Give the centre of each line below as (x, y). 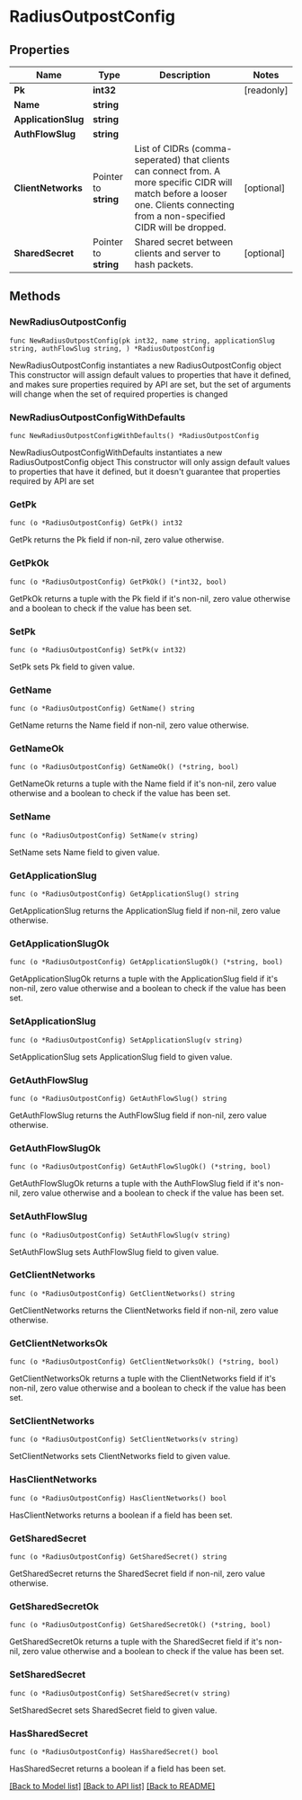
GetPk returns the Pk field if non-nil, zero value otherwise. (117, 540)
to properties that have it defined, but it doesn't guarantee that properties (145, 471)
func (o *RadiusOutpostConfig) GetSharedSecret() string (118, 1557)
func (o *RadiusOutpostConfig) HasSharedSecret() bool (114, 1751)
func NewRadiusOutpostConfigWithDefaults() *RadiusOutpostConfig (134, 435)
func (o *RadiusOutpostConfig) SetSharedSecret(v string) (120, 1693)
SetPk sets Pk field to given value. (72, 667)
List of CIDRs (162, 148)
